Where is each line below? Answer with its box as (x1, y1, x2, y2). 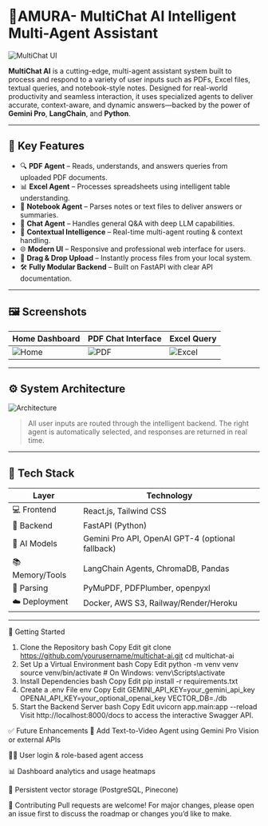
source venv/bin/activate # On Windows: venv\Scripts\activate (19, 668, 226, 678)
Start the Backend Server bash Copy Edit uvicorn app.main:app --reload (19, 702, 258, 712)
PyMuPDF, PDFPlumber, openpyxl (83, 583, 211, 594)
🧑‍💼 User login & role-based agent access (8, 751, 144, 760)
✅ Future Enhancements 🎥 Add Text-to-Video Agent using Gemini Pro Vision (8, 726, 259, 736)
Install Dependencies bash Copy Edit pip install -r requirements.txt (19, 676, 238, 686)
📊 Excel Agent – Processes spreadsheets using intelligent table (19, 182, 231, 191)
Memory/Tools (12, 569, 67, 581)
